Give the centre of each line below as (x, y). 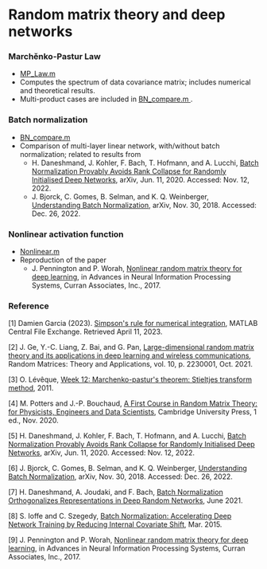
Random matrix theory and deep (117, 15)
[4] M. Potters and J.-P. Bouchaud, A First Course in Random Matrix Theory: (133, 403)
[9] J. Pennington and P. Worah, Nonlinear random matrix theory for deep (128, 540)
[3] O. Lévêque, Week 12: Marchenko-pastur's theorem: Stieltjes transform (130, 379)
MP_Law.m (37, 74)
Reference (29, 306)
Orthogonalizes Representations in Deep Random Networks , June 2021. (126, 500)
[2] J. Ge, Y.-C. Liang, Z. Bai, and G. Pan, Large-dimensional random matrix (131, 347)
